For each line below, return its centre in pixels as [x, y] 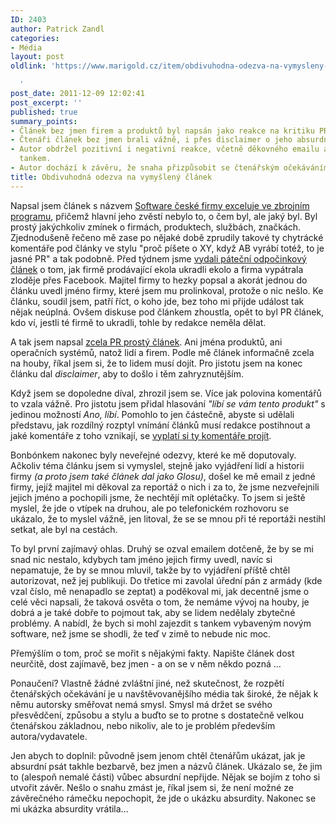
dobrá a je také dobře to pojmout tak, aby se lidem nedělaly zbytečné [153, 612]
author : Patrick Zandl [57, 29]
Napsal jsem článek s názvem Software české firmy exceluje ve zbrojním [160, 205]
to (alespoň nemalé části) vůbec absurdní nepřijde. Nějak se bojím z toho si [165, 777]
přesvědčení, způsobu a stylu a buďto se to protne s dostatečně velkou [157, 715]
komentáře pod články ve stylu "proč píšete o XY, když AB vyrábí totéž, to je [167, 248]
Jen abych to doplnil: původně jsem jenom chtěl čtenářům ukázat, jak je [158, 755]
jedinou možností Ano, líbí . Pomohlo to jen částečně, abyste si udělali [152, 414]
